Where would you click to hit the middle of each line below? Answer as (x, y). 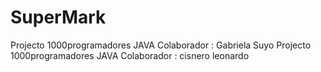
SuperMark (58, 17)
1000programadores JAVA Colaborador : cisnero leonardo (130, 55)
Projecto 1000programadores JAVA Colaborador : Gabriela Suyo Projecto (161, 45)
